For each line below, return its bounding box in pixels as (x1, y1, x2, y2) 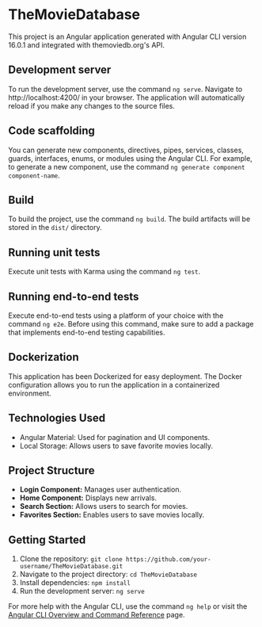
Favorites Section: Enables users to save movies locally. (19, 510, 205, 520)
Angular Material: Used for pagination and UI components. (19, 432, 211, 442)
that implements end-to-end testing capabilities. (8, 327, 165, 337)
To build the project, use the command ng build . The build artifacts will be (8, 214, 251, 224)
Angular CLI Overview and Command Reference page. (8, 610, 185, 620)
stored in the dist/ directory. (8, 223, 103, 232)
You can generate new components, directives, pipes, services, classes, (8, 145, 244, 155)
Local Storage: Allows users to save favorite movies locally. (19, 441, 214, 450)
